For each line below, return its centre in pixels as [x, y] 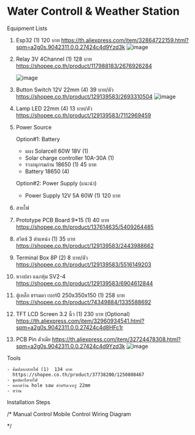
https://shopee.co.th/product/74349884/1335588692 [83, 302]
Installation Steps [29, 402]
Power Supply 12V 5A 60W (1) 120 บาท [73, 195]
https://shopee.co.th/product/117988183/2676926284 [84, 66]
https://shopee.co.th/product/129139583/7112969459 [83, 115]
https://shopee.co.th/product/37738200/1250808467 [78, 375]
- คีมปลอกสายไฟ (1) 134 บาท [40, 369]
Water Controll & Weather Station [93, 11]
